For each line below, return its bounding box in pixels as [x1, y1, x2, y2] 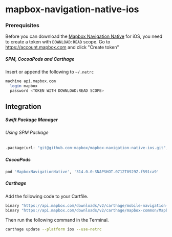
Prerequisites [5, 22, 39, 29]
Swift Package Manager [5, 116, 58, 123]
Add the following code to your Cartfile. [5, 193, 89, 199]
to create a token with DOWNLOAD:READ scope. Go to [5, 39, 111, 45]
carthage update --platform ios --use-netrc [5, 227, 102, 232]
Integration [5, 102, 42, 111]
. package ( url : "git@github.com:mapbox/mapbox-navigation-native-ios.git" [5, 146, 166, 151]
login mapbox [10, 83, 38, 89]
